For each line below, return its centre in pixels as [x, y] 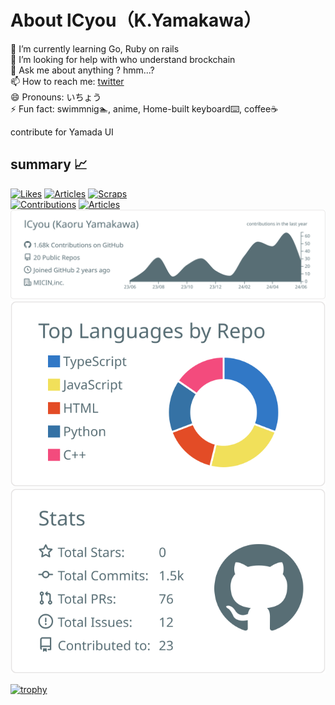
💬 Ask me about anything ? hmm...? [82, 70]
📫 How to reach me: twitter [67, 81]
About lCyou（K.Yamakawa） [136, 20]
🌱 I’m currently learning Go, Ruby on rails [95, 48]
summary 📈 [49, 164]
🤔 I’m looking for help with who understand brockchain [123, 59]
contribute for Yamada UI [62, 132]
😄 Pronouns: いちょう [56, 97]
